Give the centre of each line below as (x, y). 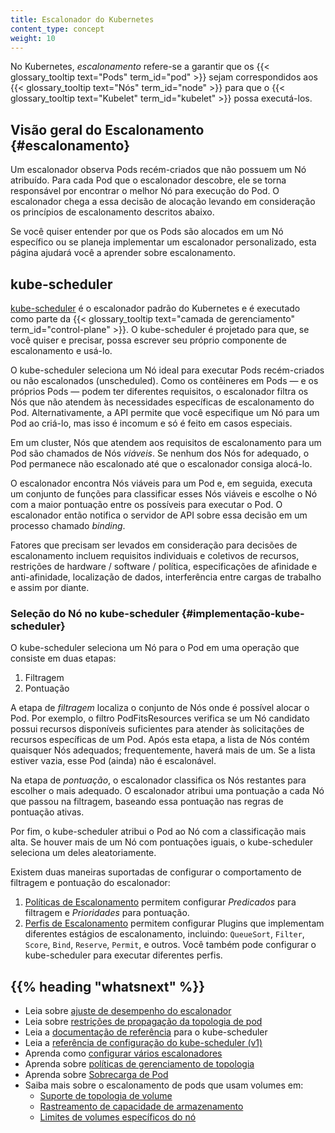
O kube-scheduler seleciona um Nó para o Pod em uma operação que (155, 648)
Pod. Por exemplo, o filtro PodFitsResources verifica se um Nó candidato (160, 718)
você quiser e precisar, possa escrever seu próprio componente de (149, 340)
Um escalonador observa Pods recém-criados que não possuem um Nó (158, 170)
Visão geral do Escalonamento (107, 129)
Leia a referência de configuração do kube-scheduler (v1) (143, 1043)
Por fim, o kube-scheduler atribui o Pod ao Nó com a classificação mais (158, 832)
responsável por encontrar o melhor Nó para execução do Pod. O (145, 191)
